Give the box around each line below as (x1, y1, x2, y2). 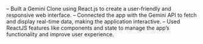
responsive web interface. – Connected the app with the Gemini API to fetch (6, 11, 197, 19)
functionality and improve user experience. (6, 31, 115, 38)
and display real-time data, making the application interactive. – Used (6, 18, 180, 25)
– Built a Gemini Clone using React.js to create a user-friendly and (6, 5, 172, 12)
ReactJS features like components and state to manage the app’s (6, 24, 169, 31)
